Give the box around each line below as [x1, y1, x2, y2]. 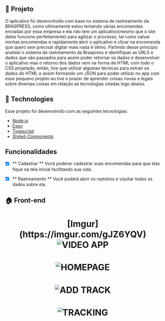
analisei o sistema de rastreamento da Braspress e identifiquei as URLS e [5, 49, 154, 55]
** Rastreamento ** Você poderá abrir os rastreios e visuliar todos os [12, 176, 153, 182]
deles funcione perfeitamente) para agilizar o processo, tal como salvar [5, 33, 150, 39]
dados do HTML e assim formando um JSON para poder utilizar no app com [5, 70, 160, 76]
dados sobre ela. [12, 181, 47, 187]
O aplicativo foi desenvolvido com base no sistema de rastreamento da [5, 18, 149, 24]
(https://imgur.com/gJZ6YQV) [19, 229, 147, 240]
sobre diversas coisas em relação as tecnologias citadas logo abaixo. [5, 81, 146, 87]
